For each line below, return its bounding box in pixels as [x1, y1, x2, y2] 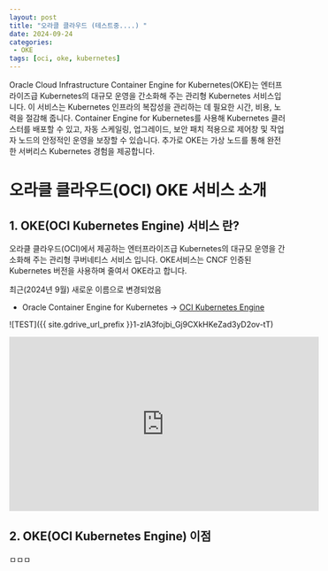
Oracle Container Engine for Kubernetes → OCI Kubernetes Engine [21, 302, 265, 313]
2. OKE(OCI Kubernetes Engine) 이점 [9, 529, 211, 544]
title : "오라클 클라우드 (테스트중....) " [9, 21, 148, 30]
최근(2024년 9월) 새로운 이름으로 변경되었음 [9, 284, 162, 295]
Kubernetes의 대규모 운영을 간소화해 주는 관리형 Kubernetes [39, 90, 251, 101]
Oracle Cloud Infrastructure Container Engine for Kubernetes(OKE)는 [9, 80, 259, 89]
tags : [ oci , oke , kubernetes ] [9, 54, 121, 63]
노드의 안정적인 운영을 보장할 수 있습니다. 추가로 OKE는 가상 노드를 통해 [18, 135, 265, 145]
